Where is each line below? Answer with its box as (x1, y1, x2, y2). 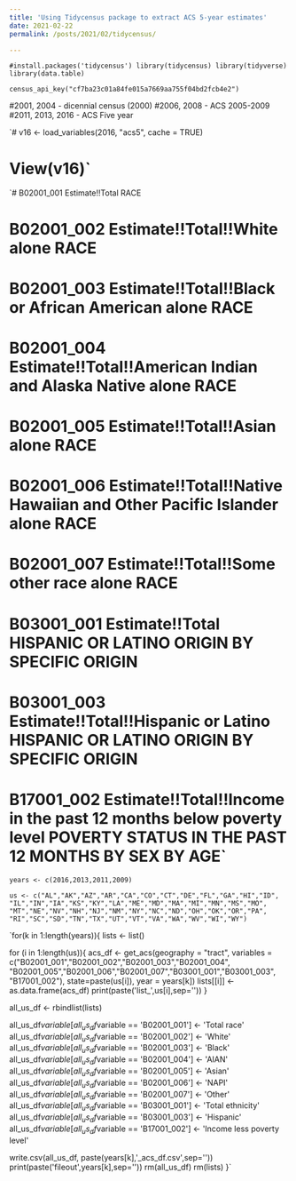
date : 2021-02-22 (9, 21, 74, 30)
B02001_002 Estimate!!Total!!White (9, 219, 278, 239)
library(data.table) (9, 69, 86, 78)
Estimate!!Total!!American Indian (9, 356, 259, 377)
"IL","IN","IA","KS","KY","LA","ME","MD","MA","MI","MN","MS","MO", (9, 898, 268, 907)
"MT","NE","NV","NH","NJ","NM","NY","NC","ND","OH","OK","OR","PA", (9, 906, 268, 915)
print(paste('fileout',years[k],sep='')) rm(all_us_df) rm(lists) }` (9, 1161, 232, 1172)
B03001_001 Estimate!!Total (9, 614, 221, 634)
